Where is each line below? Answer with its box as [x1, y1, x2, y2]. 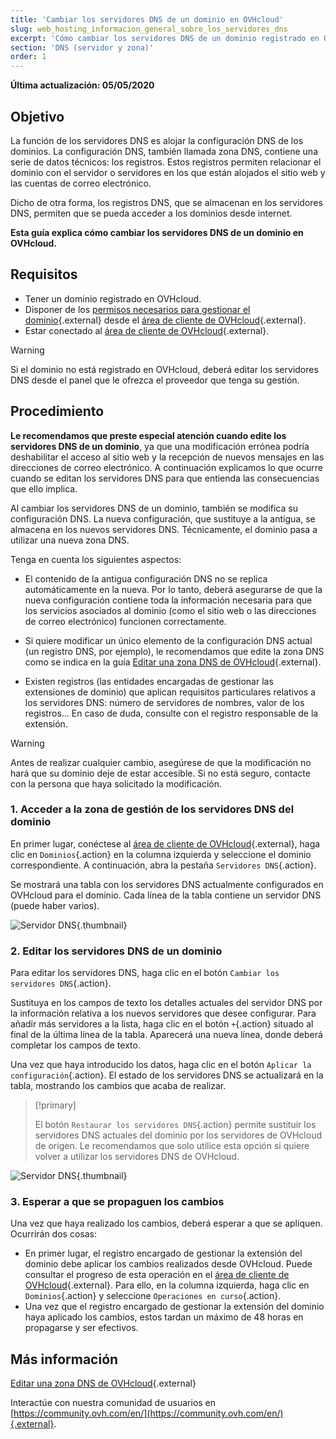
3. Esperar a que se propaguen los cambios [10, 1195, 225, 1209]
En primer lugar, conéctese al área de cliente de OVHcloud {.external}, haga [10, 837, 321, 850]
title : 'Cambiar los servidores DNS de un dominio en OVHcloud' [10, 14, 284, 25]
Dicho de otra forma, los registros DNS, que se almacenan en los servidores [10, 196, 323, 208]
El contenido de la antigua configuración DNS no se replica [24, 572, 268, 585]
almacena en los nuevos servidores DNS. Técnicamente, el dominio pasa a [10, 523, 318, 535]
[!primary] [34, 1099, 77, 1111]
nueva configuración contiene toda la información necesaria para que [24, 594, 313, 606]
